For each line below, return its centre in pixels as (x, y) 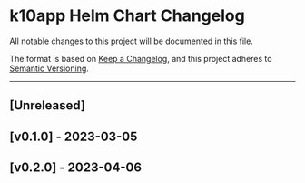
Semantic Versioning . (49, 68)
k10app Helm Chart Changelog (127, 16)
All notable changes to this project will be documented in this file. (132, 41)
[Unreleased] (48, 106)
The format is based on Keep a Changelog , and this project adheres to (141, 58)
